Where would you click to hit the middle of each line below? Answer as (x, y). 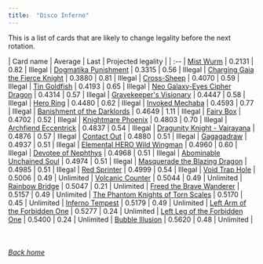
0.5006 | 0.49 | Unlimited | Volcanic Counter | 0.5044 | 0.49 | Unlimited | (125, 178)
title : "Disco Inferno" (49, 15)
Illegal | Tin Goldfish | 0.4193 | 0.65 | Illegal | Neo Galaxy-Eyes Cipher (120, 86)
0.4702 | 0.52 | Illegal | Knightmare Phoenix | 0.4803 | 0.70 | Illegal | (118, 119)
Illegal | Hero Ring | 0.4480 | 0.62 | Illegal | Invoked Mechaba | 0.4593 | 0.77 (131, 103)
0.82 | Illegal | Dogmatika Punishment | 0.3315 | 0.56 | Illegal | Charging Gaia (131, 69)
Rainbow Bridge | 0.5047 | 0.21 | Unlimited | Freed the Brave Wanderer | (124, 186)
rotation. (22, 46)
